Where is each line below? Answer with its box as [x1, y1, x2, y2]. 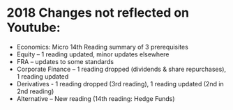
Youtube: [6, 19, 61, 36]
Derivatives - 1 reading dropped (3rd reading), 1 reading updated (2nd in [16, 79, 224, 88]
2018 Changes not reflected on [6, 5, 190, 21]
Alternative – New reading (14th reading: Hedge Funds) [16, 94, 175, 102]
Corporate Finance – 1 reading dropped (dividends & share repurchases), [16, 65, 227, 73]
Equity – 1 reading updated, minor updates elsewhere [16, 50, 170, 58]
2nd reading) [16, 87, 54, 95]
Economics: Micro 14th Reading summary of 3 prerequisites [16, 42, 189, 51]
